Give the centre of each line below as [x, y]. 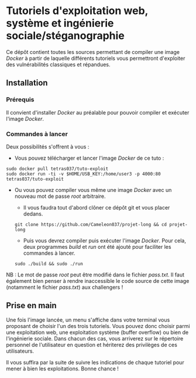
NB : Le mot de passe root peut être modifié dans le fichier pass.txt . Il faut [95, 275]
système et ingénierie [60, 23]
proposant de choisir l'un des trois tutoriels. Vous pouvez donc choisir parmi [98, 326]
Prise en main [31, 306]
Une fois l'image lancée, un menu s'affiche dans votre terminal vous [88, 320]
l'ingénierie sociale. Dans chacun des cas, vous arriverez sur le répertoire [95, 338]
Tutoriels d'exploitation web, [77, 11]
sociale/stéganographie [65, 36]
